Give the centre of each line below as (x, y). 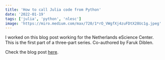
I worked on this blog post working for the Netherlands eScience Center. (80, 37)
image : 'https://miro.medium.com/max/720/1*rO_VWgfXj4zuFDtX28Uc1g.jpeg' (83, 23)
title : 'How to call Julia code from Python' (53, 10)
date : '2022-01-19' (25, 14)
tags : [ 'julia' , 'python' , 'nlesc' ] (43, 19)
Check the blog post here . (32, 52)
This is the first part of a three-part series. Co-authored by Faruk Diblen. (79, 43)
